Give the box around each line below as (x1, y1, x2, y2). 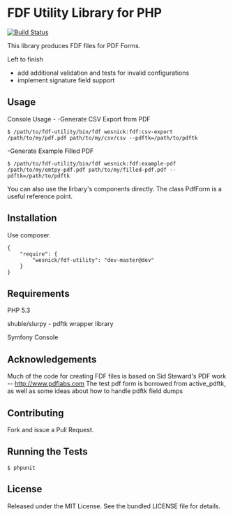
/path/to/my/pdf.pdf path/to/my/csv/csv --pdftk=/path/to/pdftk (7, 134, 198, 141)
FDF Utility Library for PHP (7, 5, 163, 21)
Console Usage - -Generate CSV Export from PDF (7, 115, 151, 123)
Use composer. (7, 230, 51, 239)
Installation (7, 212, 57, 224)
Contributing (7, 407, 64, 419)
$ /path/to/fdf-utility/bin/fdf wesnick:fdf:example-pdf (7, 160, 176, 167)
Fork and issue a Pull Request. (7, 426, 94, 434)
